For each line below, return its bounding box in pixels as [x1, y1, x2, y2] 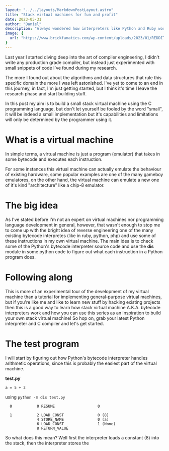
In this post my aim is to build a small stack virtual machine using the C [5, 100, 152, 106]
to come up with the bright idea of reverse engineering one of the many [5, 227, 153, 233]
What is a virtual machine [5, 134, 114, 145]
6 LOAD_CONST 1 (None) [37, 421, 116, 426]
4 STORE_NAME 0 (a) [37, 417, 109, 422]
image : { [5, 31, 24, 36]
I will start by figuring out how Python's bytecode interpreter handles [5, 355, 148, 361]
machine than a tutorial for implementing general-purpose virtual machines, [5, 294, 162, 300]
